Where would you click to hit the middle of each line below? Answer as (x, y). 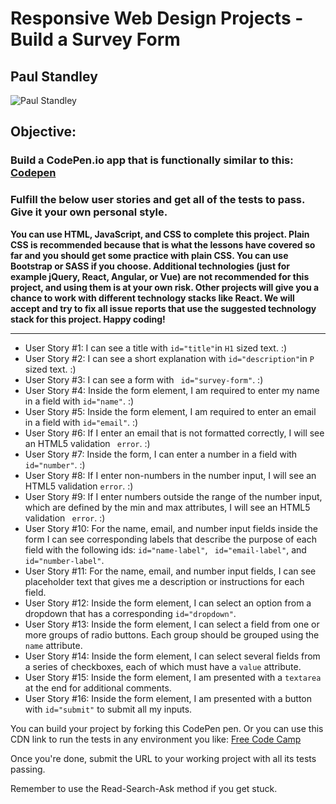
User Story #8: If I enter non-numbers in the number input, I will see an (170, 475)
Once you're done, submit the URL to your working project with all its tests (163, 758)
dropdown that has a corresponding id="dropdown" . (130, 613)
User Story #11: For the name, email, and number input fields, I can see (170, 571)
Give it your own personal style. (89, 212)
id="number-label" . (64, 560)
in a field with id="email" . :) (81, 422)
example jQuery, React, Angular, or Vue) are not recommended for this (160, 276)
